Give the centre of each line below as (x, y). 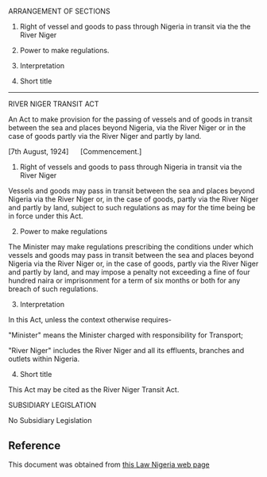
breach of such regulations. (53, 289)
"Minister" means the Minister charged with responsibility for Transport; (126, 335)
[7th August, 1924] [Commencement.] (75, 152)
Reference (35, 446)
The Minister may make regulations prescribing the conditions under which (131, 247)
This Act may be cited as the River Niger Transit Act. (94, 390)
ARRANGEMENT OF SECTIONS (59, 11)
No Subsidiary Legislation (50, 421)
